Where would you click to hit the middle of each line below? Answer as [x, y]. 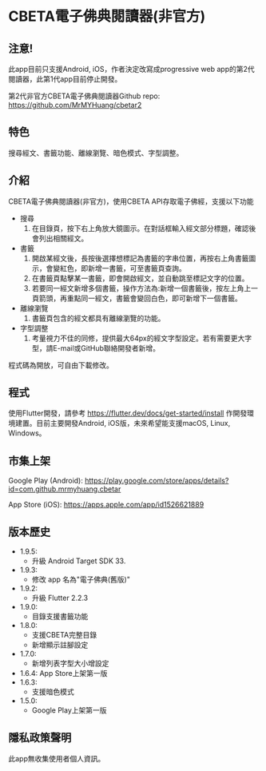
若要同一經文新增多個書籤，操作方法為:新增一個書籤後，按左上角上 [141, 288]
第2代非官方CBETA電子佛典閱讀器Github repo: [84, 96]
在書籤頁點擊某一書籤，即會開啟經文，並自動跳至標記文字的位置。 [140, 278]
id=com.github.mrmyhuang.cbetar [65, 489]
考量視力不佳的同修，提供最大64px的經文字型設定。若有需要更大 [138, 338]
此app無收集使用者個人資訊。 [57, 758]
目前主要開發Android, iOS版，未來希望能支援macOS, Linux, [133, 423]
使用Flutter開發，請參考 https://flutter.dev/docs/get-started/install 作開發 [128, 413]
